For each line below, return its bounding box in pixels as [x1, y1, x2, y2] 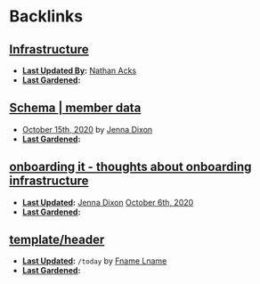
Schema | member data [9, 101, 142, 116]
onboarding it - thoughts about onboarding [9, 159, 252, 174]
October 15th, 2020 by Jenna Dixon [21, 124, 153, 134]
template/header [9, 232, 105, 247]
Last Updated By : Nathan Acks [21, 65, 137, 76]
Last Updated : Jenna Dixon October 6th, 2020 [21, 197, 194, 207]
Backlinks [9, 6, 84, 27]
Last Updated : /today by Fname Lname [21, 256, 167, 266]
